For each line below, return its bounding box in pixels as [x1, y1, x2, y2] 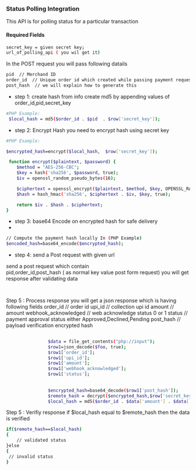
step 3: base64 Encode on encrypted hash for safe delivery [14, 218, 158, 225]
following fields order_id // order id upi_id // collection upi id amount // [6, 303, 174, 310]
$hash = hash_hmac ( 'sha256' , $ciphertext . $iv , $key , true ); [16, 191, 171, 197]
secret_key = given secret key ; [6, 44, 85, 50]
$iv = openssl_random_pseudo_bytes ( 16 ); [16, 175, 116, 181]
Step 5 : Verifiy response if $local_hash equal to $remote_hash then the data [6, 409, 190, 416]
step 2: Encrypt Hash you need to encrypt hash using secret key [14, 126, 169, 133]
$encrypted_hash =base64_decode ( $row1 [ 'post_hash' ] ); [47, 388, 179, 393]
